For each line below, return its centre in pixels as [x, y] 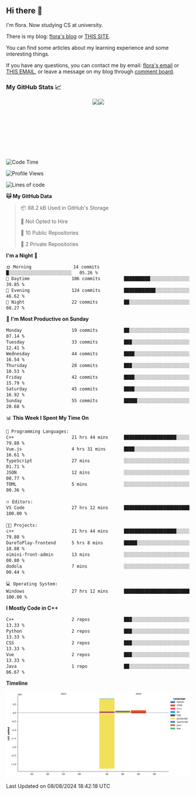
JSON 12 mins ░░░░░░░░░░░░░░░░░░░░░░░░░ [98, 473]
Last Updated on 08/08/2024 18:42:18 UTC [58, 786]
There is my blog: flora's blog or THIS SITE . [58, 36]
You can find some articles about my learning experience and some [87, 47]
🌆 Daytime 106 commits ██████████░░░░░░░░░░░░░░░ [98, 279]
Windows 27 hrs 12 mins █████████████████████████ [98, 592]
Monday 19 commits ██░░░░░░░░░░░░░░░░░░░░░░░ [98, 331]
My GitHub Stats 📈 [34, 87]
